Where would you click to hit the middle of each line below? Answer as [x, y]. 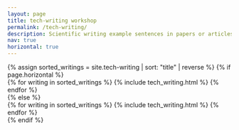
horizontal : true [33, 47]
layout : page [27, 14]
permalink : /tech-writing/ [47, 27]
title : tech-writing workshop [52, 21]
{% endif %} [26, 120]
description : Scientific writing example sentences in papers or [106, 34]
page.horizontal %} [36, 75]
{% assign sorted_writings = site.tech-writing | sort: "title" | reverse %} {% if [119, 67]
